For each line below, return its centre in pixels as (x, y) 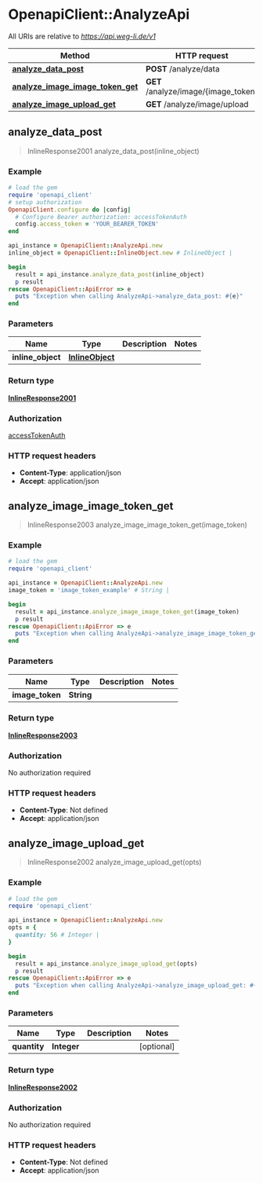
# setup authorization (45, 202)
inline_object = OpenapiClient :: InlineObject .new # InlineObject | (121, 253)
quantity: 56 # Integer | (58, 935)
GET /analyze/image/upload (197, 104)
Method (75, 55)
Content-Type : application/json (70, 473)
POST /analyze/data (183, 68)
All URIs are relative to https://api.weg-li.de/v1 (82, 36)
